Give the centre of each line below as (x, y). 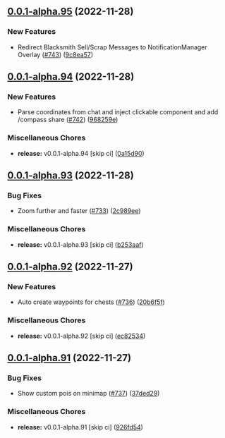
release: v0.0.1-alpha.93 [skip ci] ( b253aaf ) (81, 244)
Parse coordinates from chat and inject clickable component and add (118, 112)
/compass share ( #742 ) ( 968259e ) (68, 120)
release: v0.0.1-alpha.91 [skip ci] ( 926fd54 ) (80, 427)
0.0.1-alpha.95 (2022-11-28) (71, 12)
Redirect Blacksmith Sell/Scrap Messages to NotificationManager (112, 47)
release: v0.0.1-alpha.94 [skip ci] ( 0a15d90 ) (81, 153)
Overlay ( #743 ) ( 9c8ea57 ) (55, 54)
